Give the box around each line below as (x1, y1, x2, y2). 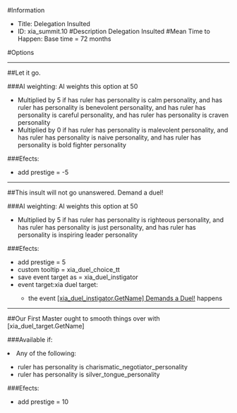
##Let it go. (7, 68, 41, 77)
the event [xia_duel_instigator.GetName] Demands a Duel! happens (28, 294, 223, 302)
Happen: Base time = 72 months (17, 35, 111, 43)
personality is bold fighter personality (17, 141, 127, 149)
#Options (7, 49, 35, 56)
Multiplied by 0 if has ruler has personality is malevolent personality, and (17, 126, 229, 134)
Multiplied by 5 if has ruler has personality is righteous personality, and (17, 216, 224, 224)
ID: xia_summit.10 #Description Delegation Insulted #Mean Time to (17, 27, 210, 35)
